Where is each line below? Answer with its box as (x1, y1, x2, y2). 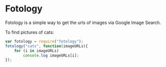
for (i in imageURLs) (14, 48, 59, 53)
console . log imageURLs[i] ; (23, 53, 79, 58)
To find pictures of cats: (5, 29, 54, 35)
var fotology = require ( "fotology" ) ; (5, 38, 84, 44)
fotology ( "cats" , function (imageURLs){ (5, 43, 88, 48)
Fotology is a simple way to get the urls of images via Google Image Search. (5, 19, 161, 25)
